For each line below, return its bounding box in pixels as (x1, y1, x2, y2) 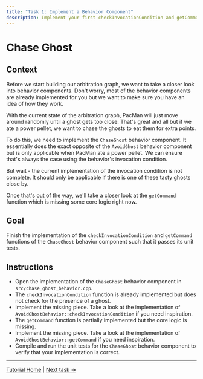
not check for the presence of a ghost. (14, 297, 111, 305)
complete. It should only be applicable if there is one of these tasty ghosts (6, 173, 191, 181)
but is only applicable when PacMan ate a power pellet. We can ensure (6, 149, 182, 156)
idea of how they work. (6, 100, 63, 107)
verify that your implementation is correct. (14, 349, 120, 356)
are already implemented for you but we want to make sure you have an (6, 93, 185, 100)
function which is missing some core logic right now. (6, 198, 137, 206)
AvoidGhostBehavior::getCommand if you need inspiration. (14, 336, 155, 343)
